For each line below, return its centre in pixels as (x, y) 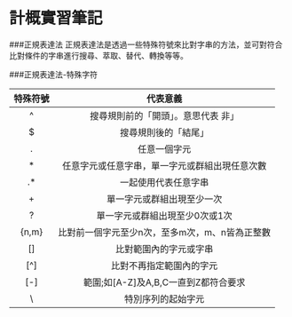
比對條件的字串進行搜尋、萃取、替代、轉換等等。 (99, 55)
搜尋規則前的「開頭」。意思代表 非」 (165, 115)
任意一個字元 (164, 149)
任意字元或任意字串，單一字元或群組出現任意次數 (164, 165)
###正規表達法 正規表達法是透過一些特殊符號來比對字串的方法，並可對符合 (146, 44)
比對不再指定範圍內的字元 (164, 265)
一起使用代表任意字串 (164, 182)
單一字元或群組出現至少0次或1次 (164, 216)
